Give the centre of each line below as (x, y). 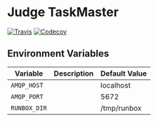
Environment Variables (58, 54)
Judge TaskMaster (63, 12)
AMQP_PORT (27, 96)
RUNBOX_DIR (29, 108)
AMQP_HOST (27, 85)
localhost (116, 85)
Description (74, 73)
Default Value (124, 73)
